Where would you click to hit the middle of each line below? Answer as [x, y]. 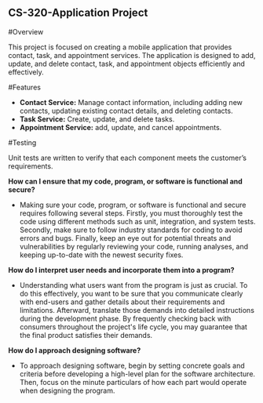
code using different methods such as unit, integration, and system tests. [137, 221]
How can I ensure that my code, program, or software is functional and [126, 181]
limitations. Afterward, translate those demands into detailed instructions [137, 310]
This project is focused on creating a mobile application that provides [120, 47]
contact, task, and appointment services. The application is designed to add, [132, 55]
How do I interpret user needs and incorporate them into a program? [121, 270]
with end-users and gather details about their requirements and [122, 302]
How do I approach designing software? [75, 350]
